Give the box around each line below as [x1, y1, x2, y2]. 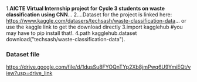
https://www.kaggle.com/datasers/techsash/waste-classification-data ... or [6, 17, 186, 24]
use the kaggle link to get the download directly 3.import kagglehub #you [6, 23, 183, 30]
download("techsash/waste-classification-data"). [6, 36, 125, 42]
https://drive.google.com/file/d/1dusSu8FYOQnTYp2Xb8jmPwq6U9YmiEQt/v [6, 63, 191, 70]
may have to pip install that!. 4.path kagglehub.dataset [6, 30, 137, 37]
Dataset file [6, 50, 40, 58]
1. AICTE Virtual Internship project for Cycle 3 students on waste [6, 5, 165, 12]
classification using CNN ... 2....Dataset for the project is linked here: [6, 11, 172, 18]
